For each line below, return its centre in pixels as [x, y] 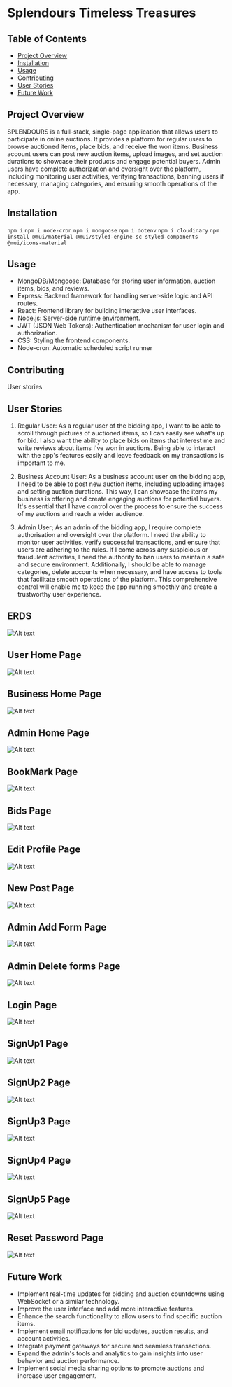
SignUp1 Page [38, 1044]
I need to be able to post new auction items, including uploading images [121, 484]
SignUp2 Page [39, 1083]
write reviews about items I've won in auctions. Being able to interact [116, 448]
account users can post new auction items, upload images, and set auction [115, 154]
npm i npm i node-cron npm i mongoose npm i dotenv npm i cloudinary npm [114, 230]
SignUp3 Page [39, 1122]
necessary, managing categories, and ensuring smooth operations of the [112, 183]
